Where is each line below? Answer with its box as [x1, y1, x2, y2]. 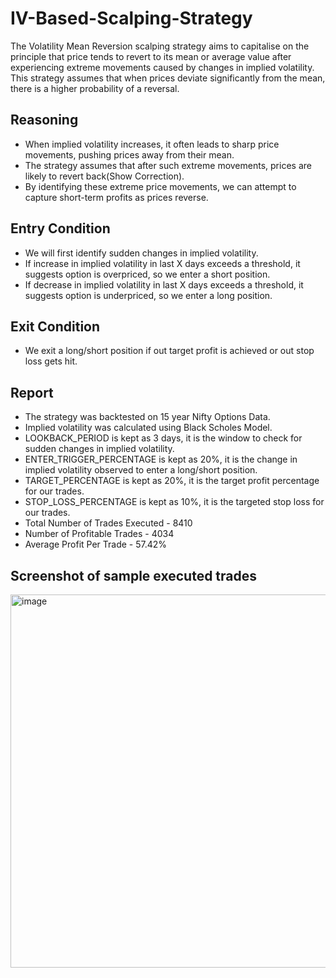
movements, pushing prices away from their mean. [24, 148, 235, 161]
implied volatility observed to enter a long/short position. [24, 464, 258, 476]
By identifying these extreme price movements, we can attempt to [24, 180, 297, 192]
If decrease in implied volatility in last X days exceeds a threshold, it [24, 278, 304, 291]
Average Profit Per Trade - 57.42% [24, 538, 168, 551]
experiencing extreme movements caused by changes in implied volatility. [10, 61, 315, 73]
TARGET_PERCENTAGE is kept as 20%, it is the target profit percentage [24, 475, 320, 487]
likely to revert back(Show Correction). [24, 170, 185, 182]
